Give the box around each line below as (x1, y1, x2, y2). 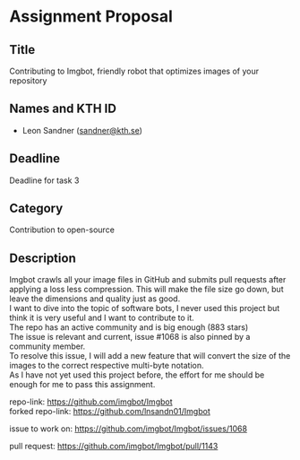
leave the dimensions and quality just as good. (9, 293, 181, 304)
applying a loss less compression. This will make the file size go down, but (9, 284, 284, 295)
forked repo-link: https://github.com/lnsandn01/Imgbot (9, 406, 210, 417)
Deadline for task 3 (9, 175, 80, 186)
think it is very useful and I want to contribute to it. (9, 312, 194, 324)
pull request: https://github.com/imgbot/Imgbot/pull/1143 (9, 441, 219, 452)
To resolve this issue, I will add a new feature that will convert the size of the (9, 351, 291, 361)
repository (9, 75, 47, 86)
